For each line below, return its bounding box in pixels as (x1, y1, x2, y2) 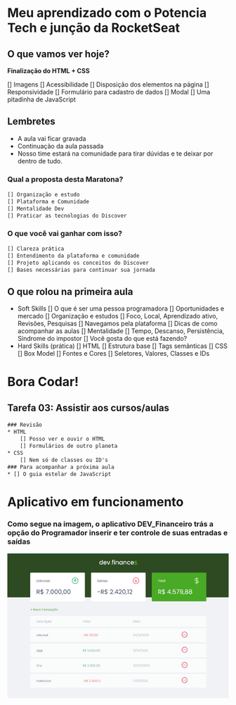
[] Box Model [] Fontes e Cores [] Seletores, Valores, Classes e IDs (17, 349, 210, 358)
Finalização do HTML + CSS (7, 67, 90, 75)
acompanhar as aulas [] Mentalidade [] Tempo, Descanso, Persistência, (17, 327, 225, 335)
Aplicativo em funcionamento (7, 494, 184, 510)
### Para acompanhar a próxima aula (7, 463, 114, 471)
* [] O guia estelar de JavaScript (7, 470, 112, 478)
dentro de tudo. (17, 156, 63, 165)
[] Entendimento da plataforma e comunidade (7, 252, 140, 260)
